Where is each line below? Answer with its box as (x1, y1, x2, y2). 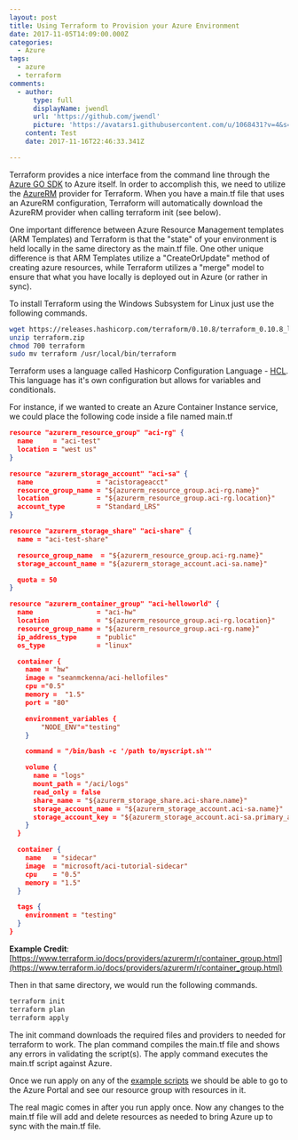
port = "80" (25, 698, 69, 707)
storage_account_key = (32, 813, 117, 822)
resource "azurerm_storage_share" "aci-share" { (9, 526, 192, 535)
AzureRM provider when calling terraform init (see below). (9, 206, 222, 218)
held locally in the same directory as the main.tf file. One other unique (9, 243, 264, 253)
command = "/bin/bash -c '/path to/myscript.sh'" (25, 747, 213, 756)
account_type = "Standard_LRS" (17, 502, 161, 511)
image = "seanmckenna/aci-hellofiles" (25, 673, 169, 683)
